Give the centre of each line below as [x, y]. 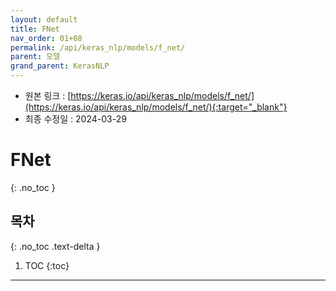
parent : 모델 [35, 57]
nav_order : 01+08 [46, 38]
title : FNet [35, 29]
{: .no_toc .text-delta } [55, 246]
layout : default [44, 19]
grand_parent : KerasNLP [60, 66]
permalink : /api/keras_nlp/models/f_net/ [98, 47]
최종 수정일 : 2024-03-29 [75, 119]
